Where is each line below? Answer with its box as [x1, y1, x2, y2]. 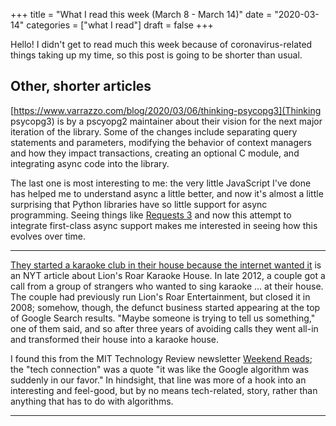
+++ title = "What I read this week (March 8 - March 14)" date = [10, 9, 273, 20]
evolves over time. [10, 230, 86, 242]
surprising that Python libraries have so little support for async [10, 198, 268, 210]
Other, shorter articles [10, 78, 152, 95]
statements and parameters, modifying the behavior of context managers [10, 136, 312, 148]
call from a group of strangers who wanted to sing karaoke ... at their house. [10, 280, 324, 292]
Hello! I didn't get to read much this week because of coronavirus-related [10, 39, 313, 50]
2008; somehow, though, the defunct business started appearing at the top [10, 301, 321, 313]
